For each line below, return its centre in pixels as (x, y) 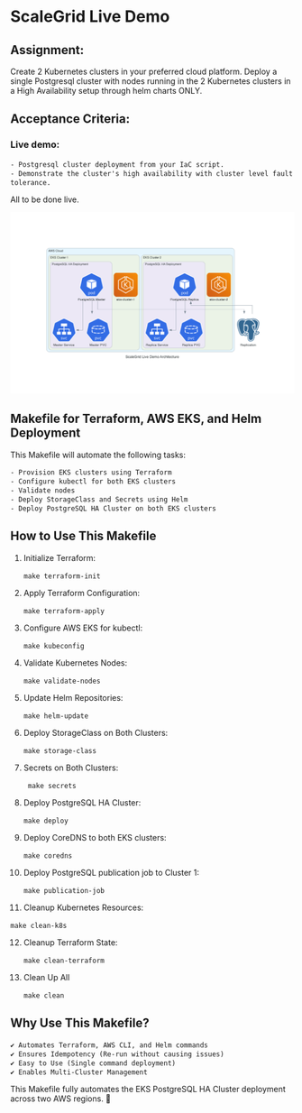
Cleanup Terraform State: (70, 942)
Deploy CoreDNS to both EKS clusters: (95, 837)
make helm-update (56, 716)
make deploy (46, 821)
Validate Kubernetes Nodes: (75, 662)
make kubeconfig (54, 646)
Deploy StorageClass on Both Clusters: (96, 732)
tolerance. (31, 182)
